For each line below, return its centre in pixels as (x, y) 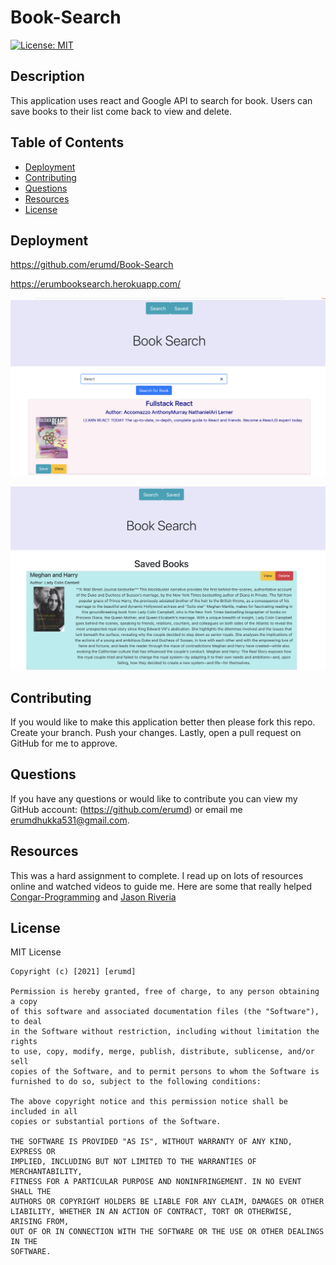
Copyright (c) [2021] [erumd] (73, 972)
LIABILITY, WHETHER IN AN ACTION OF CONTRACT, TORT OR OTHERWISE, (151, 1212)
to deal (26, 1022)
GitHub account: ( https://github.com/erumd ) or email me (126, 809)
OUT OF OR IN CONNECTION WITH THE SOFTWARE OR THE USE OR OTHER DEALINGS (167, 1232)
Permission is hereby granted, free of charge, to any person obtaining (165, 992)
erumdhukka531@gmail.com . (70, 820)
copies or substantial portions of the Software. (116, 1122)
